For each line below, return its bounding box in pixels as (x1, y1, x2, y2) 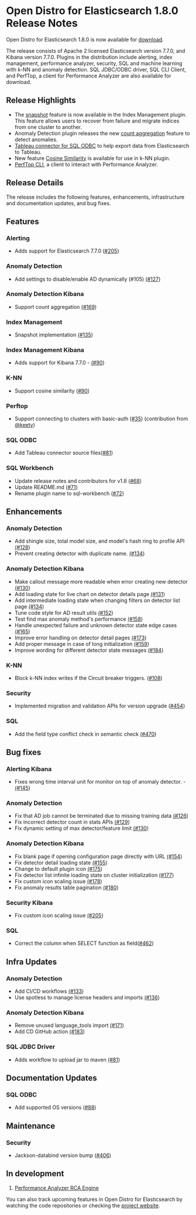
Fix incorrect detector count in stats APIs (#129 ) (14, 819, 130, 826)
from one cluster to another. (14, 123, 82, 130)
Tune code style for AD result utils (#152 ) (14, 609, 114, 616)
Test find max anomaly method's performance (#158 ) (14, 615, 143, 622)
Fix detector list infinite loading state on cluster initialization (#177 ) (14, 872, 174, 879)
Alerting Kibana (6, 765, 52, 773)
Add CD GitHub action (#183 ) (14, 1028, 85, 1035)
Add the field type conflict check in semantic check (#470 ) (14, 730, 157, 737)
